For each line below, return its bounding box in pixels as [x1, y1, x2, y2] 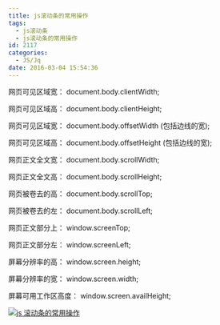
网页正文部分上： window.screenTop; [8, 223, 130, 232]
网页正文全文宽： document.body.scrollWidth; [8, 154, 160, 164]
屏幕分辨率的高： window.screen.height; [8, 257, 142, 267]
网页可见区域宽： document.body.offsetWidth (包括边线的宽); [8, 121, 210, 130]
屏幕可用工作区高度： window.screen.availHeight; [8, 291, 172, 300]
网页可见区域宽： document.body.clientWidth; [8, 86, 160, 96]
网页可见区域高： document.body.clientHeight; [8, 103, 162, 113]
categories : [8, 49, 48, 57]
